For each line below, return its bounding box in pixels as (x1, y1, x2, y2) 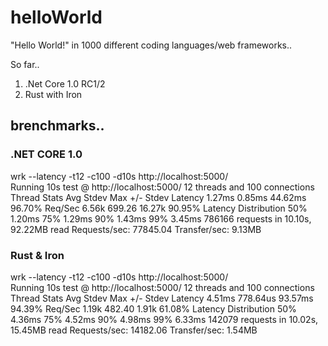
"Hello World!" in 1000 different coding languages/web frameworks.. (10, 39, 293, 51)
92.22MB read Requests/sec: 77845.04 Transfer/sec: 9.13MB (10, 223, 262, 235)
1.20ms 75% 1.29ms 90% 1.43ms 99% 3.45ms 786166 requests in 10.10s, (10, 212, 312, 225)
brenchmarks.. (10, 117, 105, 135)
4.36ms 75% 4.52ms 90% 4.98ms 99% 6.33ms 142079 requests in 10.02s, (10, 313, 319, 325)
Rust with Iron (24, 88, 83, 100)
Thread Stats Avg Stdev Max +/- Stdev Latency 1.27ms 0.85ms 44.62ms (10, 191, 307, 203)
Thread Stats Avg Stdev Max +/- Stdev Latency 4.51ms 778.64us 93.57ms (10, 292, 314, 304)
